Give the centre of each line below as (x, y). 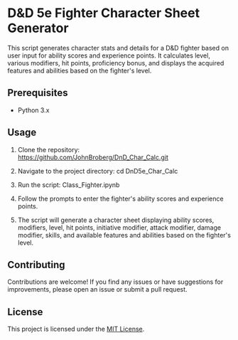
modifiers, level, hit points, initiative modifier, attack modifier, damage (119, 227)
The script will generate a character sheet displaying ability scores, (116, 220)
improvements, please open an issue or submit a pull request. (97, 289)
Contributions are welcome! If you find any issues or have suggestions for (115, 282)
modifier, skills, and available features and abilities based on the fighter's (124, 235)
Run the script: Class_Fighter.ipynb (69, 185)
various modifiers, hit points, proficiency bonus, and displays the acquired (116, 63)
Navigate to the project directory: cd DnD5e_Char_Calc (98, 171)
